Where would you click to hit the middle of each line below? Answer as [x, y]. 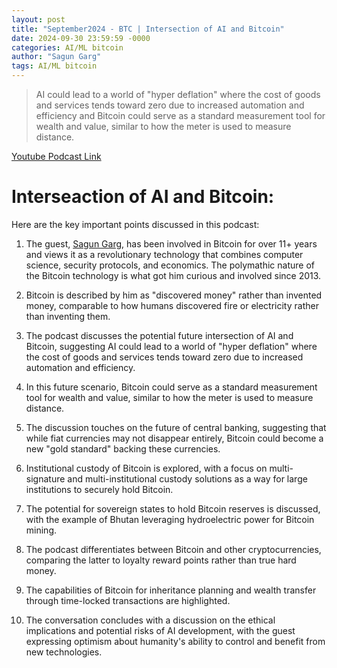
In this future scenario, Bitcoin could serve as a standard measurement [171, 387]
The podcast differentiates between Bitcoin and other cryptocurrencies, [173, 549]
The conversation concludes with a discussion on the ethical [150, 620]
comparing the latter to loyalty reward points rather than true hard [161, 560]
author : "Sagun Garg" [56, 57]
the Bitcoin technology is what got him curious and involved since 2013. [173, 275]
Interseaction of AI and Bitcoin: [143, 197]
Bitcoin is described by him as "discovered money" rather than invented [174, 295]
